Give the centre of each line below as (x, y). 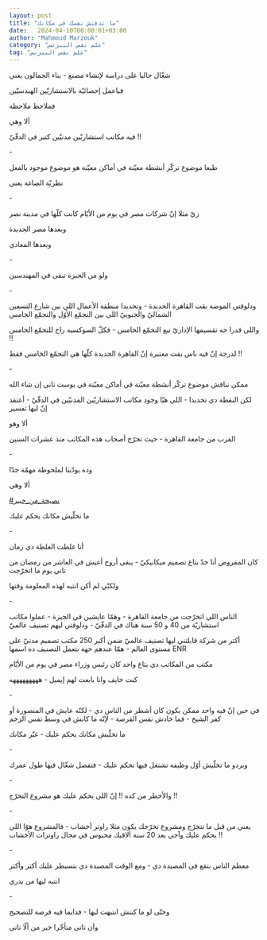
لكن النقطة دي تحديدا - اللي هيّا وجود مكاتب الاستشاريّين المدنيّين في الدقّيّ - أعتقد (130, 399)
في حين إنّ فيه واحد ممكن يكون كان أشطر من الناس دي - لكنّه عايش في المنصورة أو (134, 710)
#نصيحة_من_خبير (35, 500)
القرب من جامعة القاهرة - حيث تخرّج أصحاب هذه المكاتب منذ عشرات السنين (122, 439)
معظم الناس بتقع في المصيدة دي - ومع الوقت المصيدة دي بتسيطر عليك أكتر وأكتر (129, 865)
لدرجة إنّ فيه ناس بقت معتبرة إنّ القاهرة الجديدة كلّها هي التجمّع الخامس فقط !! (126, 353)
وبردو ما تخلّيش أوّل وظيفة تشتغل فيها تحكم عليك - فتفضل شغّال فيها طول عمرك (129, 765)
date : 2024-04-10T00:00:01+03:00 (68, 30)
